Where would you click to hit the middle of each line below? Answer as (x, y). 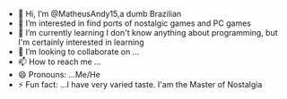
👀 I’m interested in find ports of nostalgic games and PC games (134, 23)
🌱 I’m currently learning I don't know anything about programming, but (148, 33)
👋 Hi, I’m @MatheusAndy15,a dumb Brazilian (100, 14)
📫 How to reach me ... (59, 62)
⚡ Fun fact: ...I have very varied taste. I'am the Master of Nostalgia (140, 84)
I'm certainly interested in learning (81, 42)
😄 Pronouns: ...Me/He (59, 74)
